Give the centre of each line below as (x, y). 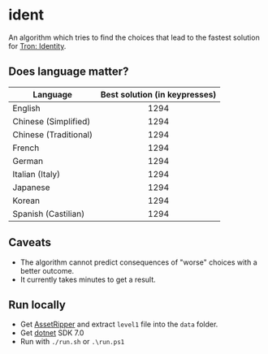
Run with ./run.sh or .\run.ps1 (72, 342)
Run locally (37, 305)
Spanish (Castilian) (49, 214)
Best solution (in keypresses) (158, 94)
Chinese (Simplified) (52, 121)
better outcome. (47, 270)
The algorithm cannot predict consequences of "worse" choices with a (138, 262)
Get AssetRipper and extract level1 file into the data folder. (119, 324)
